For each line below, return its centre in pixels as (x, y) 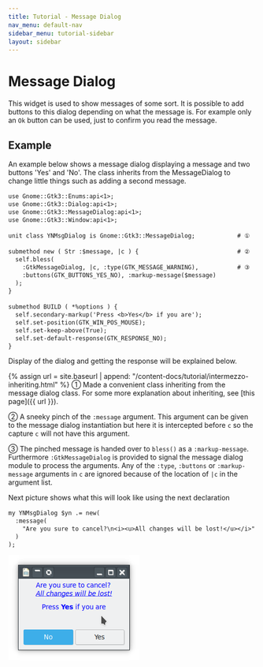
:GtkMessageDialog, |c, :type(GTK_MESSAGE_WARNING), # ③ (136, 268)
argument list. (30, 482)
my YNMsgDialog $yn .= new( (54, 513)
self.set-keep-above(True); (61, 331)
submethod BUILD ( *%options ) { (63, 307)
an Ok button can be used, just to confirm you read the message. (113, 120)
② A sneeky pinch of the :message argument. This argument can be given (128, 417)
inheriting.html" (33, 384)
